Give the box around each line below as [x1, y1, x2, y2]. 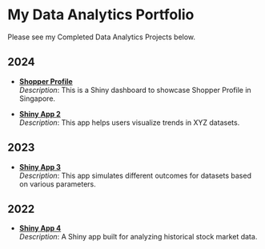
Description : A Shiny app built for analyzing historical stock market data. [18, 232, 258, 242]
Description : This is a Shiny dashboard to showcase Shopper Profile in [18, 85, 251, 94]
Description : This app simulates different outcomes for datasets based [18, 171, 251, 180]
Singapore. [18, 94, 56, 103]
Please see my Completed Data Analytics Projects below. [7, 32, 196, 42]
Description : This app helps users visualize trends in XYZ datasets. [18, 118, 240, 127]
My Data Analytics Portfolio [7, 6, 195, 24]
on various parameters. [18, 179, 97, 189]
